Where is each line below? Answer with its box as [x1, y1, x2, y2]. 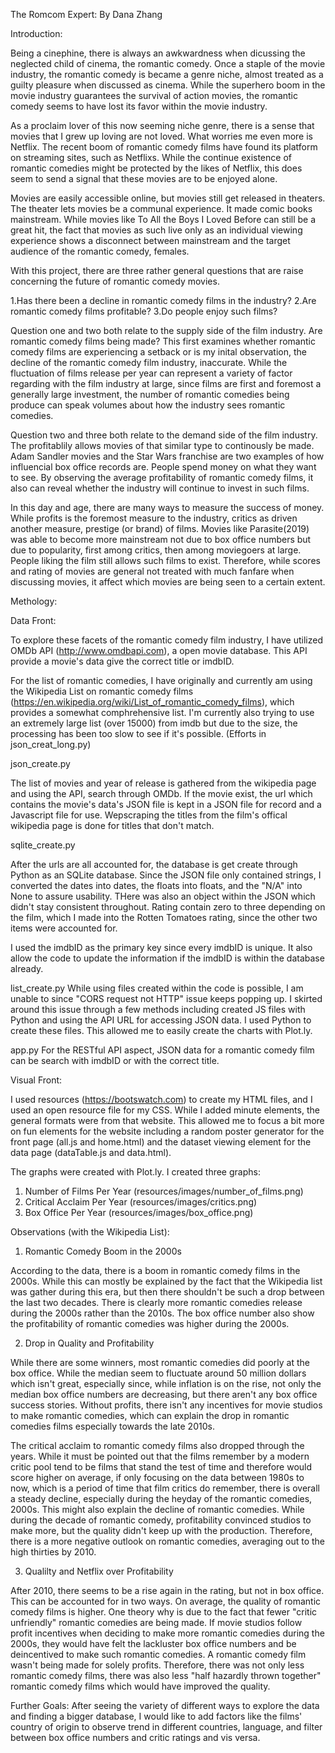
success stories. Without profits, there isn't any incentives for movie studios [10, 1399, 323, 1411]
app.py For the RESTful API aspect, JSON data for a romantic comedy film [10, 1044, 315, 1056]
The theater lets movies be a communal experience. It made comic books [10, 203, 313, 214]
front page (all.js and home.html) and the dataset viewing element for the [10, 1136, 312, 1148]
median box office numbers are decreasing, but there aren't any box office [10, 1389, 318, 1400]
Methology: [10, 595, 58, 607]
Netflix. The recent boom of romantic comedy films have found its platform [10, 141, 318, 153]
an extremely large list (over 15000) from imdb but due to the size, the [10, 717, 298, 729]
